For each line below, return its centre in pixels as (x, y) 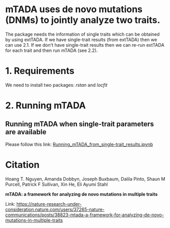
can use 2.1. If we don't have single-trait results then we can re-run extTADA (85, 45)
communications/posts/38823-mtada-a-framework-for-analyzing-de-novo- (84, 215)
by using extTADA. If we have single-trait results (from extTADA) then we (81, 40)
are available (26, 132)
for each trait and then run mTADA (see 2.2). (52, 50)
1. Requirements (40, 71)
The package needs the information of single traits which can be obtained (82, 34)
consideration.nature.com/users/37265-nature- (55, 209)
